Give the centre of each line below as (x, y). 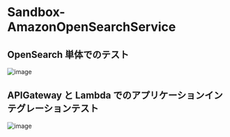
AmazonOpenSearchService (92, 27)
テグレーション (39, 109)
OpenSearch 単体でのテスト (68, 54)
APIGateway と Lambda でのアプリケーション (106, 95)
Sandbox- (36, 12)
